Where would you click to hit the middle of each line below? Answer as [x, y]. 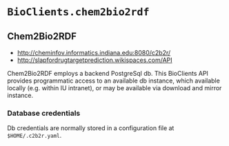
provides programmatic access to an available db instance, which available [114, 81]
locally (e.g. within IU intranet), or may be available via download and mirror [114, 88]
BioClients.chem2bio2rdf [78, 12]
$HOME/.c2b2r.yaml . [34, 136]
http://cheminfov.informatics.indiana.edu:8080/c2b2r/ [94, 53]
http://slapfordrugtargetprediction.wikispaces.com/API [94, 60]
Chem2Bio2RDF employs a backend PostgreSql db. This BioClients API [108, 73]
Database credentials [44, 113]
